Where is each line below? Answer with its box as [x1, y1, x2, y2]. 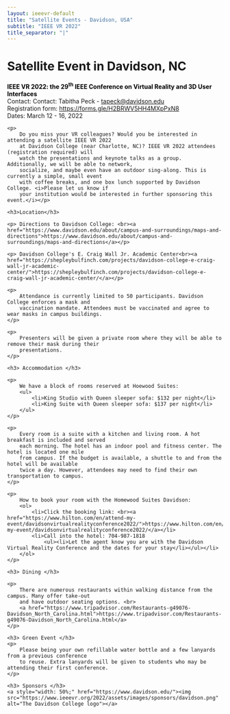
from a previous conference [7, 652, 88, 659]
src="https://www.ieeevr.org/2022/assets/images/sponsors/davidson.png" [7, 694, 219, 701]
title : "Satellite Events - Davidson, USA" [7, 16, 133, 23]
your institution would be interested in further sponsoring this [19, 190, 213, 197]
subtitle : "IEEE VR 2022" [7, 23, 81, 29]
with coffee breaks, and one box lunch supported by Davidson [19, 179, 201, 186]
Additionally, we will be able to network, [7, 160, 133, 168]
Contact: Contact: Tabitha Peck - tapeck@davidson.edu [7, 97, 165, 105]
